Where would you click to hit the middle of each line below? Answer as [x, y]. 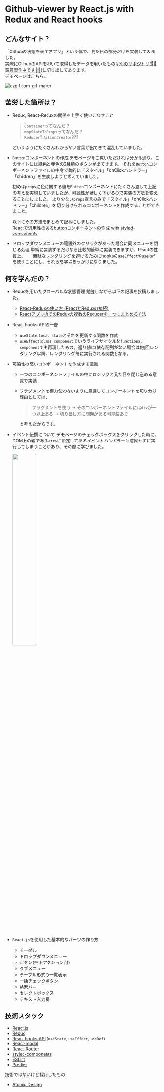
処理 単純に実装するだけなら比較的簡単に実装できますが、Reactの [87, 249]
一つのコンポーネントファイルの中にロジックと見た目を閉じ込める [86, 374]
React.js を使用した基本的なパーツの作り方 [55, 939]
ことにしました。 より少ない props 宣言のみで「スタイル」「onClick [83, 199]
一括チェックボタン [39, 981]
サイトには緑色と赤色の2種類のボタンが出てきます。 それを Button [83, 164]
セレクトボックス [37, 993]
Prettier [20, 1065]
